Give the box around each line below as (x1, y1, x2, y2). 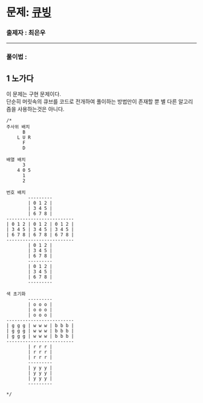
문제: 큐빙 (6, 5, 52, 19)
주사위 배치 (6, 124, 30, 130)
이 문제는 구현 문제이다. (6, 90, 62, 98)
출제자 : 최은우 (6, 28, 46, 37)
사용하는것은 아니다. (17, 106, 65, 113)
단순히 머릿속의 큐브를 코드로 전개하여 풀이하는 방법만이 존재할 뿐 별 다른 (6, 98, 177, 106)
